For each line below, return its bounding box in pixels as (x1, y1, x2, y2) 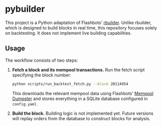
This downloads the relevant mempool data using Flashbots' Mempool (12, 90, 154, 96)
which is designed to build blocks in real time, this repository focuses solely (5, 25, 157, 30)
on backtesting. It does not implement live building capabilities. (5, 30, 132, 36)
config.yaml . (12, 101, 38, 106)
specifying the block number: (12, 72, 72, 78)
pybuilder (5, 3, 45, 15)
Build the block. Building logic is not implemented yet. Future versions (12, 110, 154, 116)
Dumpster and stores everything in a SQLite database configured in (12, 96, 148, 101)
